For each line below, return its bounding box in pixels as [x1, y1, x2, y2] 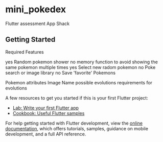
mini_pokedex [5, 4, 66, 15]
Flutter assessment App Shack [5, 20, 70, 27]
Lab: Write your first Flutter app [12, 105, 79, 111]
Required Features [5, 49, 44, 55]
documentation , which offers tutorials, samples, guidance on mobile [5, 125, 148, 131]
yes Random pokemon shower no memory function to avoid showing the [5, 59, 158, 65]
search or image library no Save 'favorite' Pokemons [5, 69, 116, 76]
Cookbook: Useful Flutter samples [12, 110, 85, 116]
